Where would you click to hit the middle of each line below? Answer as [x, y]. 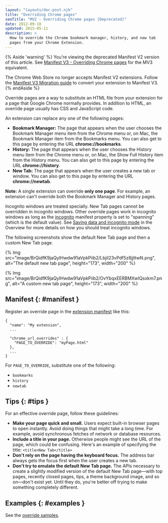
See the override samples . [32, 515]
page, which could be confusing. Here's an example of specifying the [84, 445]
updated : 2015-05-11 [27, 29]
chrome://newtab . [32, 181]
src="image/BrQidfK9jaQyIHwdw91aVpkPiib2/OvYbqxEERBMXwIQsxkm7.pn [84, 278]
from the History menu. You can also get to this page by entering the [83, 160]
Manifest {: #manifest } [42, 299]
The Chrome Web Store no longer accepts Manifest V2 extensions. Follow [81, 77]
